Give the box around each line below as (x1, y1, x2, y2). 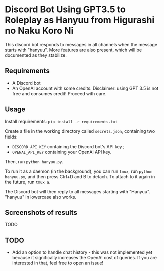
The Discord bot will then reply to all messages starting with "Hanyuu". (5, 188, 151, 194)
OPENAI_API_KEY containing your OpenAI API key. (12, 149, 112, 155)
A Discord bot (12, 80, 41, 86)
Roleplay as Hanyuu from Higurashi (5, 14, 155, 26)
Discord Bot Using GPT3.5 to (5, 4, 126, 15)
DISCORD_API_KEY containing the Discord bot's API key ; (12, 143, 125, 149)
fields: (5, 133, 18, 140)
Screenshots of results (5, 208, 78, 217)
